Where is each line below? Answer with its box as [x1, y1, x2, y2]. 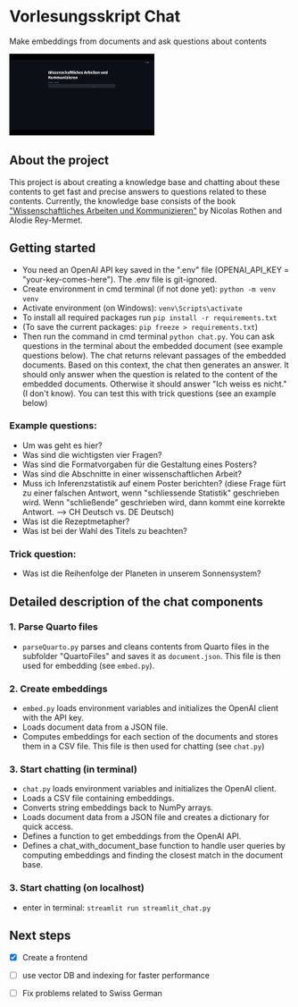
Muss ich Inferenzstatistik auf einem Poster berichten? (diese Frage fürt [21, 478, 286, 488]
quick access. [21, 821, 74, 833]
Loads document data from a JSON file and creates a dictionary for [21, 812, 269, 823]
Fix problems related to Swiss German [21, 987, 163, 998]
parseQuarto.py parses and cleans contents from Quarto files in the [21, 641, 269, 652]
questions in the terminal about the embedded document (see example [21, 340, 284, 351]
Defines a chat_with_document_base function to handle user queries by [21, 841, 286, 851]
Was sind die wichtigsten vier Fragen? [21, 449, 162, 460]
